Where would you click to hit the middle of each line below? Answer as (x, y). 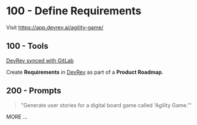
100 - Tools (27, 46)
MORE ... (17, 117)
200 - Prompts (34, 91)
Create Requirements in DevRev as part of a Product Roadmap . (85, 72)
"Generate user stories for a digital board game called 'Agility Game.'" (106, 105)
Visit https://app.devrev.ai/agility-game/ (55, 27)
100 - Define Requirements (74, 11)
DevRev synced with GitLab (40, 60)
